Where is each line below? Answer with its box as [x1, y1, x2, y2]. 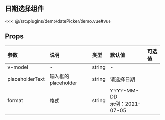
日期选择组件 [5, 4, 44, 13]
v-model [7, 63, 28, 70]
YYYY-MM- [110, 87, 139, 94]
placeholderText [7, 75, 45, 82]
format [7, 97, 23, 104]
